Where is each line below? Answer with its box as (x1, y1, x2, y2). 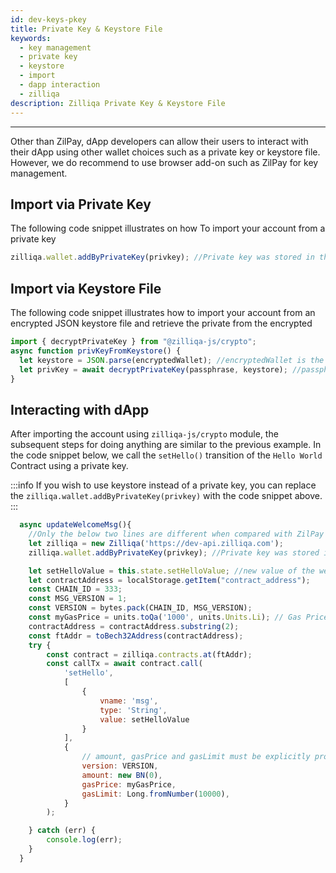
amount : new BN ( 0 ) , (81, 770, 163, 780)
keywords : (10, 33, 52, 43)
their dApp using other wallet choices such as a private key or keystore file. (10, 146, 321, 158)
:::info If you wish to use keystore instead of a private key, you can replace (10, 479, 317, 491)
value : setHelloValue (99, 714, 190, 725)
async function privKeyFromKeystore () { (10, 346, 182, 356)
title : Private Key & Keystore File (10, 24, 163, 34)
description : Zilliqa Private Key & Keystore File (10, 98, 226, 108)
